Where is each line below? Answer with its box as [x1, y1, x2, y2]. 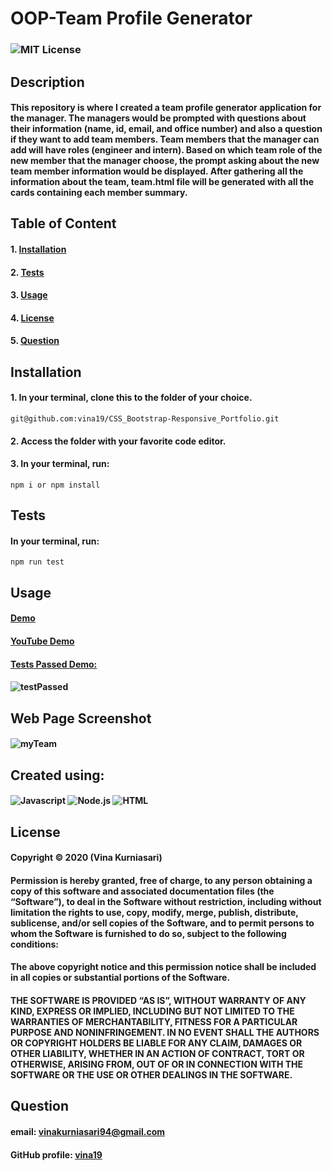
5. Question [10, 335, 60, 347]
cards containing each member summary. [10, 187, 188, 199]
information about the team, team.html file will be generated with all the [10, 176, 315, 188]
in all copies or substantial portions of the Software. [10, 972, 231, 984]
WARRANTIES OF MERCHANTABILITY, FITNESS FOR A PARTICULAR [10, 1015, 298, 1027]
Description [10, 73, 85, 91]
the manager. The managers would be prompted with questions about [10, 112, 307, 124]
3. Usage [10, 289, 48, 301]
